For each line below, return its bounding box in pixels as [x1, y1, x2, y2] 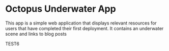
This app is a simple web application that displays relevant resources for [5, 20, 157, 26]
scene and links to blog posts [5, 31, 67, 37]
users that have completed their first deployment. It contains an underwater [5, 25, 164, 31]
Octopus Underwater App [5, 3, 116, 15]
